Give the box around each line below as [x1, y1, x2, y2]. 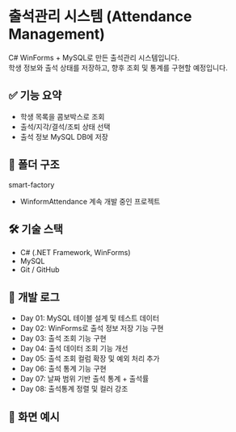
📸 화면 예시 [8, 409, 61, 424]
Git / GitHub [19, 265, 60, 275]
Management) [8, 25, 105, 44]
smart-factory [8, 179, 55, 190]
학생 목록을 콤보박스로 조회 [19, 111, 105, 121]
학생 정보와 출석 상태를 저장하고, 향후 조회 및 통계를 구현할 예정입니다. [8, 62, 228, 73]
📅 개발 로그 [8, 290, 61, 304]
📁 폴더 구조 [8, 158, 61, 172]
